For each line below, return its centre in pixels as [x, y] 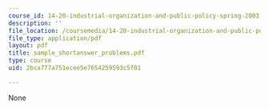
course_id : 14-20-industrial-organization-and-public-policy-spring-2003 [134, 16]
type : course [30, 61]
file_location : [34, 30]
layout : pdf [28, 46]
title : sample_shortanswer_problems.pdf [77, 53]
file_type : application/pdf [55, 38]
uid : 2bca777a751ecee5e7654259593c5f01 [75, 68]
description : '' [35, 23]
